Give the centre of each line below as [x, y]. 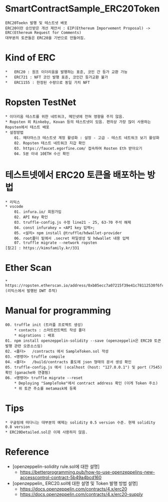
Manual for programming [58, 310]
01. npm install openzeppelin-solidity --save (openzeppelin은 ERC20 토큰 [83, 341]
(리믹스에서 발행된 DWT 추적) [31, 291]
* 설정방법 [14, 132]
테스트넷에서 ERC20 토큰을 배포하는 [75, 175]
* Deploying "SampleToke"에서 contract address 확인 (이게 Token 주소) [86, 383]
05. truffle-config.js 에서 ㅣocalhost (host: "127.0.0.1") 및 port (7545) [84, 367]
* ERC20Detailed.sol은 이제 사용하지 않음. [46, 432]
